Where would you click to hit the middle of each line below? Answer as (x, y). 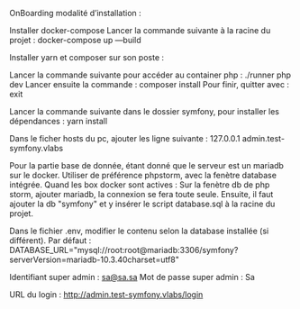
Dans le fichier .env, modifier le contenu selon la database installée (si (139, 231)
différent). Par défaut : (50, 241)
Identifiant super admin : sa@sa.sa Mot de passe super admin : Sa (132, 277)
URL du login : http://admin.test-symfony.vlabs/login (106, 295)
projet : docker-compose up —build (75, 40)
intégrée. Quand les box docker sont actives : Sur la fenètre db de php (140, 185)
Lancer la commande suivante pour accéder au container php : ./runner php (150, 75)
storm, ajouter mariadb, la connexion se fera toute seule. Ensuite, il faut (141, 194)
